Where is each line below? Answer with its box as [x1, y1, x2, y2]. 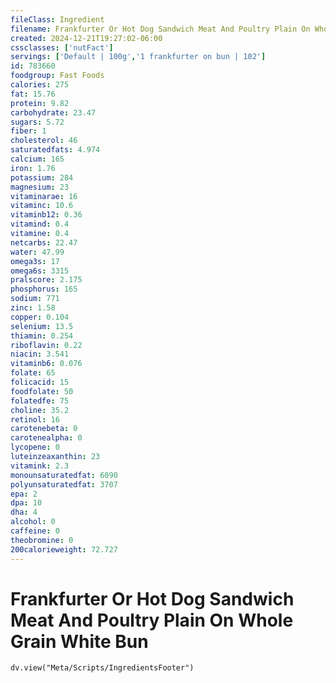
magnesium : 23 [10, 182, 70, 192]
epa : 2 [10, 489, 38, 499]
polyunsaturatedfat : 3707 [10, 479, 118, 490]
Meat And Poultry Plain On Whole [10, 609, 294, 631]
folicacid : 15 [10, 377, 70, 387]
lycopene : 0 [10, 442, 60, 453]
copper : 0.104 [10, 312, 70, 322]
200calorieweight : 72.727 [10, 544, 118, 555]
